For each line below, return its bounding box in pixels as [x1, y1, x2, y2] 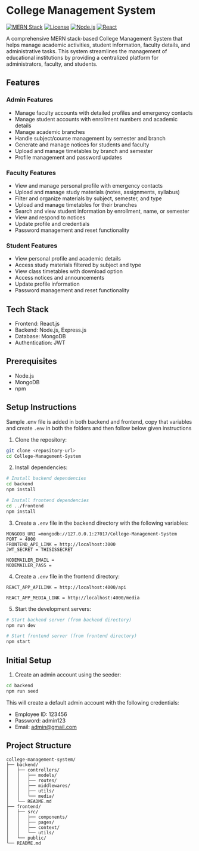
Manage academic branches [14, 128, 85, 135]
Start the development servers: [14, 605, 91, 613]
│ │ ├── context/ [6, 824, 60, 831]
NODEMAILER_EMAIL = [6, 557, 55, 563]
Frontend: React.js [14, 320, 60, 327]
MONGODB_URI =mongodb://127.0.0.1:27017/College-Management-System [6, 531, 178, 537]
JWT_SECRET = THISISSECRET [6, 546, 73, 553]
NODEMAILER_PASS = [6, 562, 52, 568]
